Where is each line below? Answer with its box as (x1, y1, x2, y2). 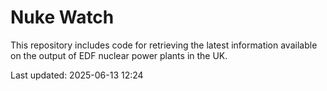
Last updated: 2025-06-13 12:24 (10, 69, 144, 81)
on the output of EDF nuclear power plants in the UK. (10, 49, 228, 61)
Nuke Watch (10, 6, 115, 29)
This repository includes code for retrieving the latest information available (10, 39, 318, 51)
